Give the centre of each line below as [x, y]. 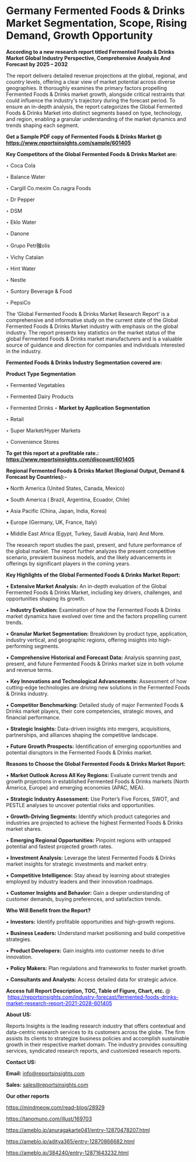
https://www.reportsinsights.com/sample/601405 [69, 143]
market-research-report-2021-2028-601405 [59, 1003]
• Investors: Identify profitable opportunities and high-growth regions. [91, 922]
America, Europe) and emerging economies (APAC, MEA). [75, 787]
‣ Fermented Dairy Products [40, 396]
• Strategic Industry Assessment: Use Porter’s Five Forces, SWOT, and [93, 799]
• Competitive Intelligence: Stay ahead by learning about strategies [88, 875]
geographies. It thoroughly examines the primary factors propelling [87, 88]
